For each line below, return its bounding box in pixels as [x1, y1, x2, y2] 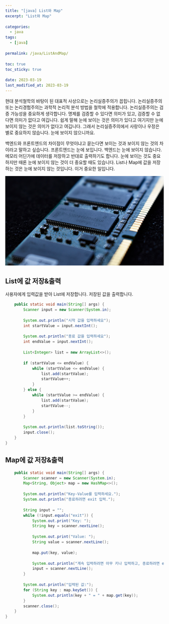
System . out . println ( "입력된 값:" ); [23, 582, 94, 587]
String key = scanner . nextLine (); [32, 523, 105, 528]
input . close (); [23, 430, 55, 435]
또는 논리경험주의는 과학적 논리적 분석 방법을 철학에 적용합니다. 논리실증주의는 [5, 104, 158, 110]
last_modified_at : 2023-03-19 [5, 83, 69, 88]
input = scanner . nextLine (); [32, 566, 94, 571]
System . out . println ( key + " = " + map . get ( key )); [32, 593, 138, 598]
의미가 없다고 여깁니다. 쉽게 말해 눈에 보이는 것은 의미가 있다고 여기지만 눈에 [14, 117, 163, 123]
